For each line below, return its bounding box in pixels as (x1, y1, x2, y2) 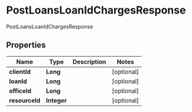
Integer (46, 96, 67, 104)
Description (72, 57, 106, 65)
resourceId (9, 96, 41, 104)
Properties (6, 40, 46, 50)
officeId (9, 87, 31, 95)
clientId (9, 67, 31, 75)
